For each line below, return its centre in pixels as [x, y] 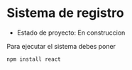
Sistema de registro [66, 13]
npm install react [34, 59]
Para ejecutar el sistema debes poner [61, 46]
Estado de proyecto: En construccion [71, 33]
